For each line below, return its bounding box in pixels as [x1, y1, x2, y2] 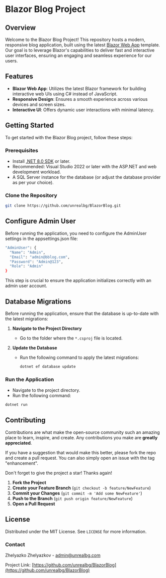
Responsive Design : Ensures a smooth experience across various [12, 96, 148, 102]
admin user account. [5, 283, 47, 289]
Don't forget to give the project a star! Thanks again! [5, 470, 112, 476]
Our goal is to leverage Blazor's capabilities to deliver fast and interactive [5, 47, 155, 53]
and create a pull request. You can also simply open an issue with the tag [5, 455, 155, 461]
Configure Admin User [5, 217, 76, 226]
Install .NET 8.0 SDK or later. [12, 158, 71, 164]
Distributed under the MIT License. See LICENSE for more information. [5, 528, 147, 535]
